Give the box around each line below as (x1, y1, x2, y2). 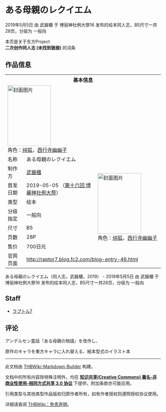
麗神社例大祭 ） (26, 189, 61, 196)
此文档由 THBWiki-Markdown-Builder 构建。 (5, 363, 95, 369)
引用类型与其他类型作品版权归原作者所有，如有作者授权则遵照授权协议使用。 (5, 391, 161, 397)
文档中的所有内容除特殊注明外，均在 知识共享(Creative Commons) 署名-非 (5, 374, 157, 380)
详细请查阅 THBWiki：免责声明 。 (5, 402, 72, 408)
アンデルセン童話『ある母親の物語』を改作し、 (5, 338, 100, 344)
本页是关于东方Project (5, 38, 50, 45)
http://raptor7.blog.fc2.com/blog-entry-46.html (26, 256, 138, 262)
